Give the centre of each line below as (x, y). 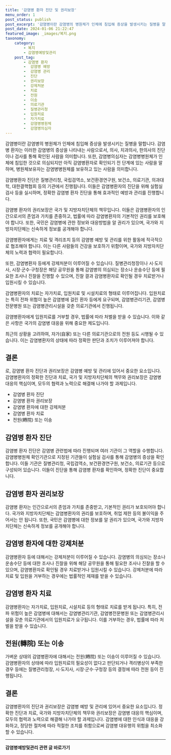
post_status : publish (28, 19)
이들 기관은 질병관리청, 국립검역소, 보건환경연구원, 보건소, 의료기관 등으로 (93, 463)
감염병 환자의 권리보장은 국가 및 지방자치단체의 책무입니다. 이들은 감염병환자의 (83, 210)
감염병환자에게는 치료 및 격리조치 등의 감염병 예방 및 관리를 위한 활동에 (75, 239)
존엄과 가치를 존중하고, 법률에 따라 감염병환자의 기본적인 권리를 (90, 216)
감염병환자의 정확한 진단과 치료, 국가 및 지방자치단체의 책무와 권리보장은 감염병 (83, 377)
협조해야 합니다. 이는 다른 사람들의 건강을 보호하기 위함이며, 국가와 (76, 246)
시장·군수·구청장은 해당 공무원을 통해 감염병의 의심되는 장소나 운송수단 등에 (86, 269)
